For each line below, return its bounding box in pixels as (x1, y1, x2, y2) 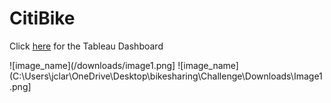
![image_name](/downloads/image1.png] (9, 59, 176, 71)
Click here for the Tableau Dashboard (9, 40, 164, 52)
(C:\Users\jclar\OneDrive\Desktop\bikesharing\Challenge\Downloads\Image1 (9, 70, 323, 82)
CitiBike (9, 7, 76, 30)
